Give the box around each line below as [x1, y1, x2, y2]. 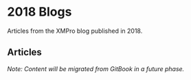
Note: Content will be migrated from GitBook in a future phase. [7, 64, 185, 72]
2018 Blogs [7, 4, 72, 20]
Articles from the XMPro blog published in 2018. [7, 27, 143, 35]
